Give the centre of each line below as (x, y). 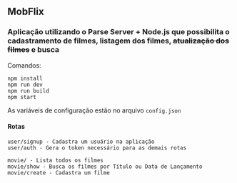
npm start (22, 97)
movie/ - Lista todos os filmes (55, 160)
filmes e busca (33, 50)
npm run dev (25, 85)
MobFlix (26, 12)
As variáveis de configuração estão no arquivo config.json (94, 110)
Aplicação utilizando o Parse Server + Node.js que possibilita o (118, 32)
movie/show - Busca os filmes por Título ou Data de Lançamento (105, 167)
